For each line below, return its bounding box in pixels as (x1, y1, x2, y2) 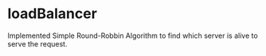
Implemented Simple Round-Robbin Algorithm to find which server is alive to (7, 31, 258, 40)
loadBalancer (7, 5, 97, 23)
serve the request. (7, 39, 68, 48)
